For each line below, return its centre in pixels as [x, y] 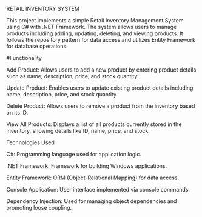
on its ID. [17, 112]
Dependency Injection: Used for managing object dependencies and [92, 201]
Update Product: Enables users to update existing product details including [100, 88]
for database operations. [37, 46]
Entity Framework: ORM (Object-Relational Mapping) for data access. [93, 178]
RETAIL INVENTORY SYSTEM [43, 9]
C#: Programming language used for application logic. [74, 154]
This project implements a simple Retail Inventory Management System [95, 20]
